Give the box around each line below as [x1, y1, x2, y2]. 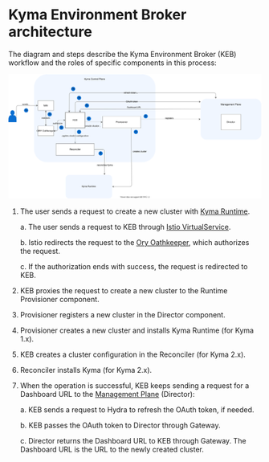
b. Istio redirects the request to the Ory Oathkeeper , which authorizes [19, 238, 250, 247]
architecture [8, 22, 92, 41]
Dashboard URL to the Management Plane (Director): [19, 390, 195, 399]
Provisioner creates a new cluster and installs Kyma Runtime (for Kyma [19, 325, 255, 335]
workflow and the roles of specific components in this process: [8, 58, 217, 67]
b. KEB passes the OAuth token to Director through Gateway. [19, 420, 221, 431]
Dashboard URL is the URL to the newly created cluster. [19, 444, 205, 455]
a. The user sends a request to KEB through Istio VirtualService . [19, 223, 231, 232]
